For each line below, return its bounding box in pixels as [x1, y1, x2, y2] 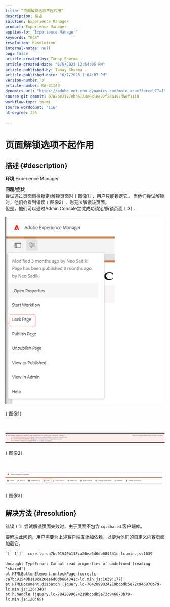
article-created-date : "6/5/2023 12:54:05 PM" [5, 61, 105, 67]
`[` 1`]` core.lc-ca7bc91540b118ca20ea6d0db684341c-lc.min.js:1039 [5, 551, 153, 556]
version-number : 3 [5, 78, 44, 83]
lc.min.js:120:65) [5, 597, 44, 602]
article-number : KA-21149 [5, 83, 60, 88]
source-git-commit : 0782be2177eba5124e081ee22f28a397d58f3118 [5, 94, 139, 99]
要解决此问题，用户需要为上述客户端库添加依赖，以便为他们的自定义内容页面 [5, 534, 165, 540]
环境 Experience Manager [5, 176, 59, 182]
